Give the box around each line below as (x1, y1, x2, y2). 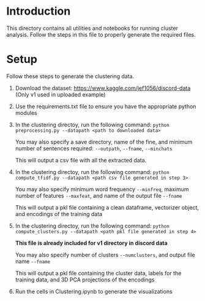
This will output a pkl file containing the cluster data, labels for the (15, 269, 182, 277)
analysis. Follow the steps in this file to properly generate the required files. (6, 31, 196, 38)
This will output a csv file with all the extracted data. (15, 156, 147, 164)
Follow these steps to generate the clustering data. (6, 72, 135, 80)
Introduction (6, 4, 71, 18)
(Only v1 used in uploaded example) (15, 90, 106, 98)
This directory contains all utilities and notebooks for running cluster (6, 24, 179, 32)
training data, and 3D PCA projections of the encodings (15, 276, 155, 283)
